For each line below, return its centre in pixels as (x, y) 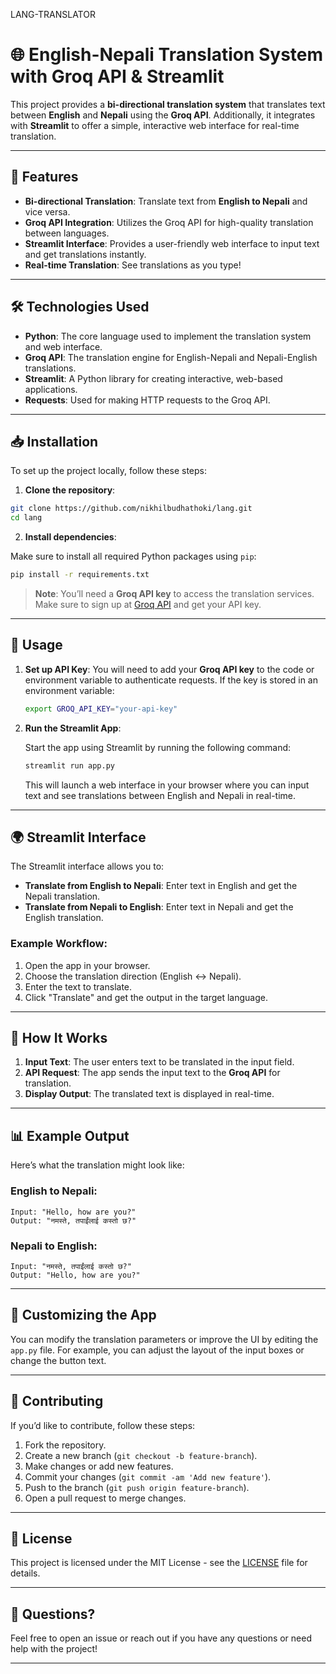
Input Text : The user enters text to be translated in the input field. (159, 1062)
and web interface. (63, 346)
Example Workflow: (59, 944)
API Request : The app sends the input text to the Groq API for (152, 1073)
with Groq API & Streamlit (117, 76)
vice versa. (47, 211)
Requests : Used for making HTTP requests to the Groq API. (147, 400)
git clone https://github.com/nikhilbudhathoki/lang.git (131, 509)
